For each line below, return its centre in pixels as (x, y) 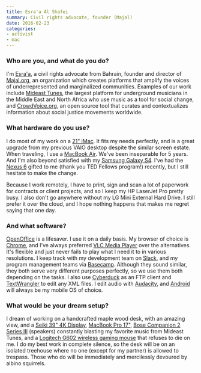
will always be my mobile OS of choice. (55, 290)
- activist (20, 34)
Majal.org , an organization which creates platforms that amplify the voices (98, 80)
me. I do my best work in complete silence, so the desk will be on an (91, 344)
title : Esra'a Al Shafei (37, 12)
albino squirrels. (26, 363)
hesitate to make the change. (42, 173)
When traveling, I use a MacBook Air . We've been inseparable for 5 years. (97, 153)
